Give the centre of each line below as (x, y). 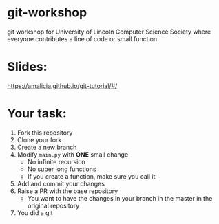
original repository (53, 205)
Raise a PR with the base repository (67, 191)
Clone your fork (39, 139)
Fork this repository (45, 133)
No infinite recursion (56, 161)
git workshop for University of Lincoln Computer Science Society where (109, 32)
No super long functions (62, 169)
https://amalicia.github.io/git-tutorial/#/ (62, 86)
